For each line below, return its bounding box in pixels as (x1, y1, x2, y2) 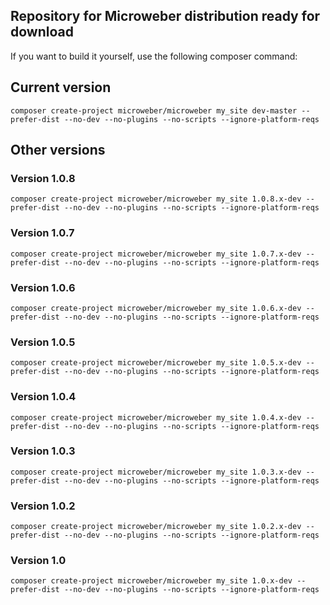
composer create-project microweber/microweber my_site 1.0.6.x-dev (10, 303, 302, 313)
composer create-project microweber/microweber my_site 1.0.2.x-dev (10, 522, 302, 532)
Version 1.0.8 (10, 171, 76, 185)
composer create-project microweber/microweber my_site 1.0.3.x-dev (10, 467, 302, 477)
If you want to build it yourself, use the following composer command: (10, 50, 298, 62)
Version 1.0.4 (10, 390, 77, 404)
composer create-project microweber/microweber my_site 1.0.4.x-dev (10, 412, 302, 423)
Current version (10, 79, 112, 96)
